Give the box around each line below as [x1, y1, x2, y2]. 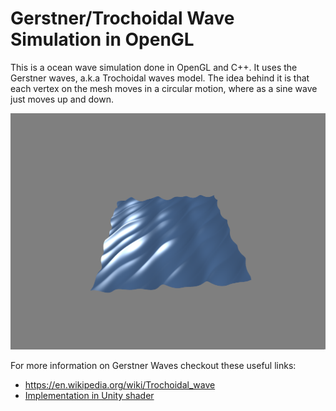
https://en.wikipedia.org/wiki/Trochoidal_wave [24, 379, 216, 391]
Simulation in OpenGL [10, 28, 195, 51]
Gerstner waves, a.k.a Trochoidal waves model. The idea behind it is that [10, 72, 310, 84]
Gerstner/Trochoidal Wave [10, 7, 235, 30]
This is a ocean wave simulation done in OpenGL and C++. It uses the [10, 61, 298, 73]
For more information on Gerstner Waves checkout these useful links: [10, 360, 297, 372]
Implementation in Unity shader [24, 390, 155, 402]
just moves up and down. [10, 93, 114, 105]
